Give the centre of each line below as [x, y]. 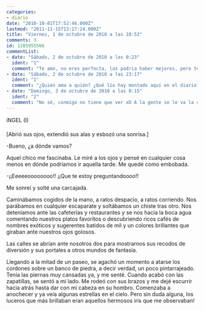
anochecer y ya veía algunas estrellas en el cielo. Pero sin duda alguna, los [100, 294]
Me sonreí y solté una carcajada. [47, 188]
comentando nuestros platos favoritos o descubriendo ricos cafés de [93, 219]
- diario [17, 18]
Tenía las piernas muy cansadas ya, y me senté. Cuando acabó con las [95, 275]
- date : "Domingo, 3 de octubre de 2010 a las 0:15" [74, 91]
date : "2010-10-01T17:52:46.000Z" [50, 23]
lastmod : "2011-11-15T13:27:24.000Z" [54, 29]
